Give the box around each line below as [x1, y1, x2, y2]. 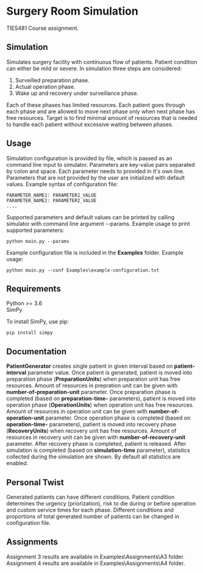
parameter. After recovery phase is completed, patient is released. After [6, 440, 187, 448]
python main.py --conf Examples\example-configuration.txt [6, 267, 160, 273]
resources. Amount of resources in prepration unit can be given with [6, 382, 178, 389]
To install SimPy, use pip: [6, 318, 69, 325]
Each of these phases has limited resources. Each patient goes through [6, 101, 185, 108]
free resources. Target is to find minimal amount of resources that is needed [6, 114, 198, 121]
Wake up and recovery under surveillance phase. [15, 90, 139, 97]
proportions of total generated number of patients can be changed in [6, 513, 180, 520]
